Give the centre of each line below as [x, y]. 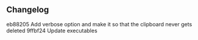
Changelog [28, 10]
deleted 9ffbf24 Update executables [52, 30]
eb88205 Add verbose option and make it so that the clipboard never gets [99, 24]
